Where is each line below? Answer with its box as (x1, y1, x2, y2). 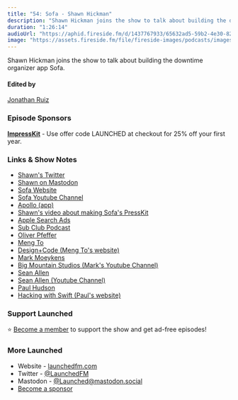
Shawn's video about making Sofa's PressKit (17, 208, 149, 217)
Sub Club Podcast (17, 223, 71, 232)
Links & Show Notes (7, 154, 77, 164)
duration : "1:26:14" (7, 23, 69, 30)
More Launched (7, 345, 63, 355)
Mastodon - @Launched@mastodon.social (17, 377, 143, 385)
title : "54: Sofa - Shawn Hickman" (7, 10, 113, 18)
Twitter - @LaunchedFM (17, 369, 89, 377)
